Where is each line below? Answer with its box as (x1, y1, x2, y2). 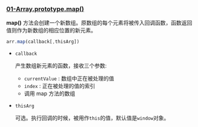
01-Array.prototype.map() (6, 5, 85, 13)
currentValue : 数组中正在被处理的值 (24, 75, 115, 82)
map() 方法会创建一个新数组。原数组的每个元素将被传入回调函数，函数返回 (6, 19, 193, 26)
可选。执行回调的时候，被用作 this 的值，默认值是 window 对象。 (14, 114, 170, 122)
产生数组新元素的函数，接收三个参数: (14, 62, 107, 69)
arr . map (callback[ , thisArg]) (6, 39, 80, 45)
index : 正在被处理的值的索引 (24, 82, 95, 90)
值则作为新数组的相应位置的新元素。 (6, 26, 97, 34)
